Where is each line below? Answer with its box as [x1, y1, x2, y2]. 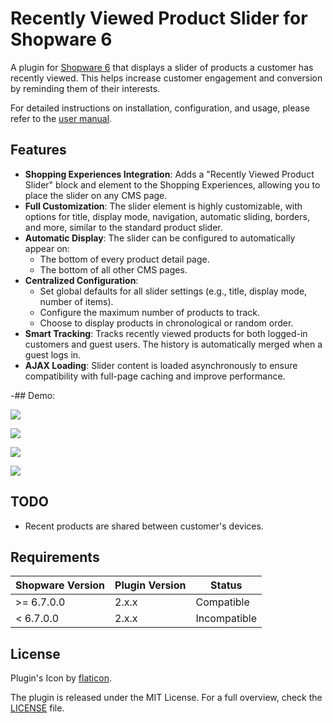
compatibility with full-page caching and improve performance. [24, 370, 286, 382]
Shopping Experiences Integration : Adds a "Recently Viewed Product [24, 168, 315, 180]
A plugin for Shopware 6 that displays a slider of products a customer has [10, 61, 314, 73]
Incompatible [195, 612, 258, 626]
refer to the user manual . [10, 112, 113, 124]
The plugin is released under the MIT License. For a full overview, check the [10, 692, 323, 704]
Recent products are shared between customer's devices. [24, 520, 264, 532]
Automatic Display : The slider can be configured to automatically [24, 232, 296, 244]
